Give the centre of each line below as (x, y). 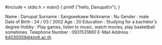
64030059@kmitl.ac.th (28, 37)
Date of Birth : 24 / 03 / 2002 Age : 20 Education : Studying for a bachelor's (81, 22)
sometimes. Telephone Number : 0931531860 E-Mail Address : (68, 32)
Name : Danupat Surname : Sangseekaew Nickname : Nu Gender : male (77, 16)
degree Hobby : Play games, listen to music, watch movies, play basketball (80, 27)
